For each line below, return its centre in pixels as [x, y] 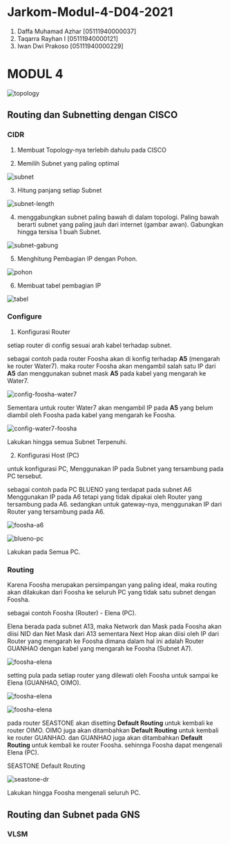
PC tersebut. [25, 476]
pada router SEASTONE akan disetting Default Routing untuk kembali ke [110, 723]
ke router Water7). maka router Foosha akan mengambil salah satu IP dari [112, 366]
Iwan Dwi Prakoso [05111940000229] [70, 46]
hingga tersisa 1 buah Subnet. [59, 231]
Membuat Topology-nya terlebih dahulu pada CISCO [92, 150]
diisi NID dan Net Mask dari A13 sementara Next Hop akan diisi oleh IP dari [113, 634]
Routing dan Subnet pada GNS [74, 815]
